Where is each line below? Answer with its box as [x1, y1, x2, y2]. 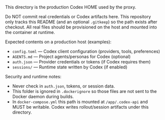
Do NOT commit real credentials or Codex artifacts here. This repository [5, 14, 151, 19]
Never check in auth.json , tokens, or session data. [12, 83, 115, 89]
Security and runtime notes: [5, 74, 62, 79]
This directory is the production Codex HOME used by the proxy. [5, 4, 136, 10]
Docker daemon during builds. [12, 93, 74, 99]
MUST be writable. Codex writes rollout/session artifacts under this [12, 104, 149, 110]
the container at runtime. [5, 30, 55, 35]
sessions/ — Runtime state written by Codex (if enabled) [12, 64, 128, 70]
